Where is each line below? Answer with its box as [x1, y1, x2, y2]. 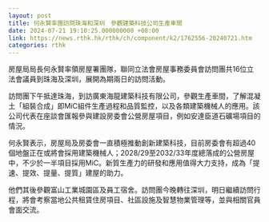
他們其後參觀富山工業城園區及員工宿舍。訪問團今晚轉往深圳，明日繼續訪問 [8, 185, 254, 195]
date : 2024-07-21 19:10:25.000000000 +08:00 [8, 26, 159, 34]
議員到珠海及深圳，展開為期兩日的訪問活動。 [22, 74, 170, 84]
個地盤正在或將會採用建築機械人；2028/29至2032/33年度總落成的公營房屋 [8, 149, 255, 158]
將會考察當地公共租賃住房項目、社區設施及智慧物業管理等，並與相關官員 [22, 195, 261, 204]
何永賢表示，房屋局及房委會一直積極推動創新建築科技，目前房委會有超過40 [8, 138, 256, 148]
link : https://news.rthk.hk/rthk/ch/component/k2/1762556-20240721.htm [8, 34, 252, 42]
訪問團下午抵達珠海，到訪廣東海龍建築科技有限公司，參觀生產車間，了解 [8, 91, 247, 101]
